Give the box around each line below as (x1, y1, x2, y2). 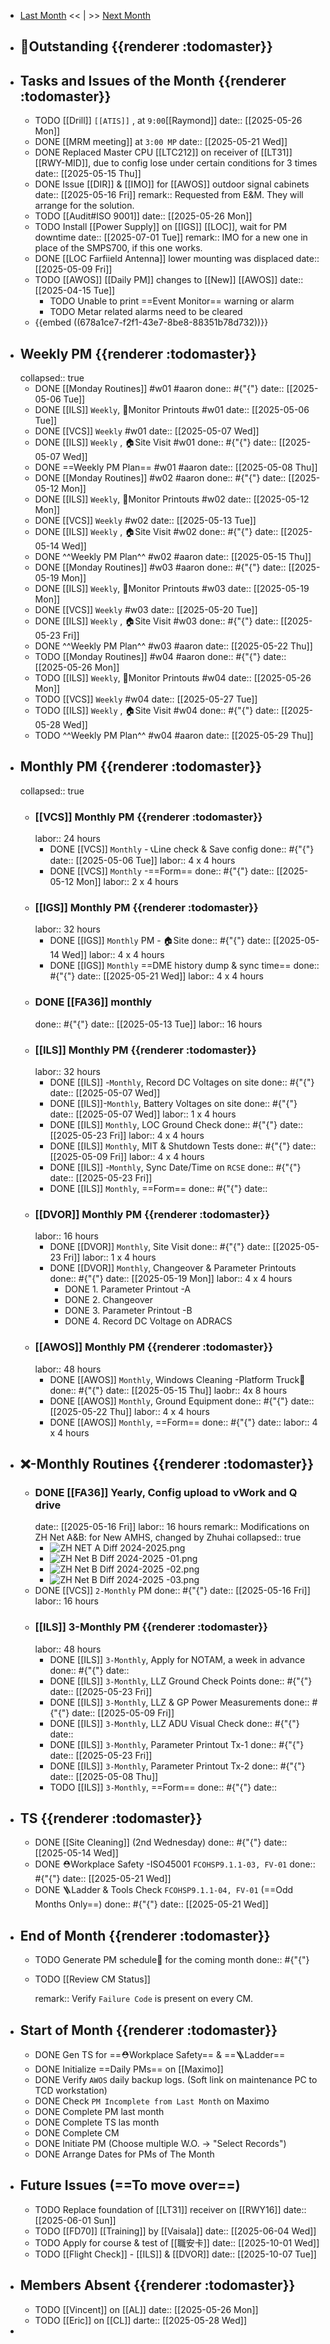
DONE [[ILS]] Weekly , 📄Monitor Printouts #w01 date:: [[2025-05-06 (34, 404, 310, 416)
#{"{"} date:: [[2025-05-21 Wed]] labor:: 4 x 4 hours (49, 970, 264, 982)
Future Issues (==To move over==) (19, 2177, 241, 2194)
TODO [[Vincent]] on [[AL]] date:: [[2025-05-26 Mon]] (34, 2303, 259, 2315)
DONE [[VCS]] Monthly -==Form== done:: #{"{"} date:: (49, 865, 275, 877)
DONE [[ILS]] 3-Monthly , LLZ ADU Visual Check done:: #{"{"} (49, 1717, 300, 1729)
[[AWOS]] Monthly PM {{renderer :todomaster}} (34, 1340, 274, 1354)
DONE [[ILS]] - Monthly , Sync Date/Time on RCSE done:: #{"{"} (49, 1161, 302, 1174)
